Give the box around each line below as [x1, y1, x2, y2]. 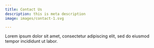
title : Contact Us [5, 7, 42, 12]
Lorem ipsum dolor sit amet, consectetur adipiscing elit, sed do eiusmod [5, 33, 150, 39]
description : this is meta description [5, 12, 86, 16]
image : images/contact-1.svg [5, 16, 64, 21]
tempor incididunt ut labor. [5, 38, 58, 44]
